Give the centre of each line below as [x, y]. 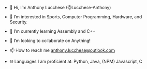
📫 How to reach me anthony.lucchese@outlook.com [62, 50]
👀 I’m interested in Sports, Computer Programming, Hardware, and [76, 17]
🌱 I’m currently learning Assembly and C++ [52, 31]
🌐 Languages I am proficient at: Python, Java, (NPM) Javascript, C [76, 61]
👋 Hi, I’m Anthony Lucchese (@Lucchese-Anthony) [60, 7]
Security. [19, 22]
